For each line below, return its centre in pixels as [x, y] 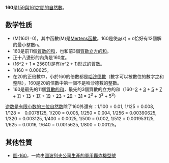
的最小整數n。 [27, 44]
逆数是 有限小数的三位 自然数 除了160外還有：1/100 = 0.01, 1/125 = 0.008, [80, 106]
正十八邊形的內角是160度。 [41, 57]
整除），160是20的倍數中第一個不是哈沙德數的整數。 [67, 83]
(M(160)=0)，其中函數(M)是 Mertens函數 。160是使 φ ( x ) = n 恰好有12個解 [87, 38]
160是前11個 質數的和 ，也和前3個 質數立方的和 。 [62, 51]
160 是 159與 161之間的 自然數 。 [36, 7]
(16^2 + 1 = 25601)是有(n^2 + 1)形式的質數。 [59, 64]
